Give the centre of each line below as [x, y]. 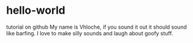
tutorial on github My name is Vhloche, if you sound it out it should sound [96, 27]
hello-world [36, 10]
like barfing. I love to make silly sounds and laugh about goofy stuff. [90, 33]
